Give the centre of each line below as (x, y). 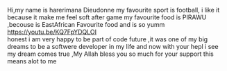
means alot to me (32, 61)
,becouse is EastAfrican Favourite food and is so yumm (86, 24)
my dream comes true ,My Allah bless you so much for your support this (110, 54)
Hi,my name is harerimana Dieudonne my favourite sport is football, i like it (113, 10)
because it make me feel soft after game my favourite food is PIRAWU (107, 17)
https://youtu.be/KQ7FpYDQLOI (52, 32)
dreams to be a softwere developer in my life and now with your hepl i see (113, 47)
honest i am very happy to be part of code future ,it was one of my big (108, 39)
